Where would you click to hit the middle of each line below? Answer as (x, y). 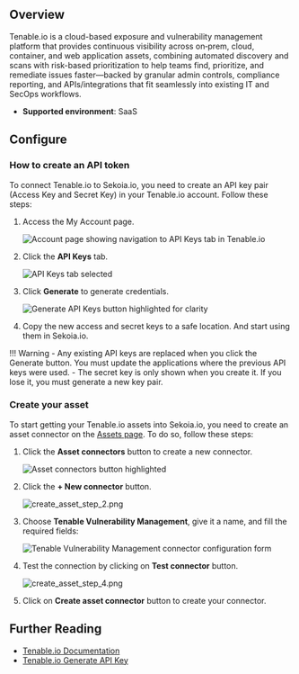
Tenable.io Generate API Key (75, 660)
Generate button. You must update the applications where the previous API (148, 363)
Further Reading (56, 629)
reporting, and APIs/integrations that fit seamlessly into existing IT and (139, 84)
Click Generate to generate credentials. (95, 291)
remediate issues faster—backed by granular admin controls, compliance (145, 75)
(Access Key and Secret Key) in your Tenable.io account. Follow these (139, 194)
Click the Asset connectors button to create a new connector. (137, 451)
